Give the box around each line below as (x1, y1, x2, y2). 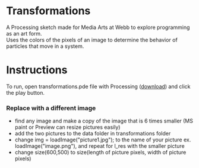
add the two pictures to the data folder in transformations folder (14, 130, 171, 137)
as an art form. (6, 30, 43, 37)
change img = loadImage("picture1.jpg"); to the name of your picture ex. (14, 136, 191, 143)
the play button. (6, 89, 45, 96)
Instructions (6, 63, 68, 77)
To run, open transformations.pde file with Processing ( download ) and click (6, 83, 191, 90)
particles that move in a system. (6, 43, 84, 50)
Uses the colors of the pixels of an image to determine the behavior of (6, 36, 178, 43)
